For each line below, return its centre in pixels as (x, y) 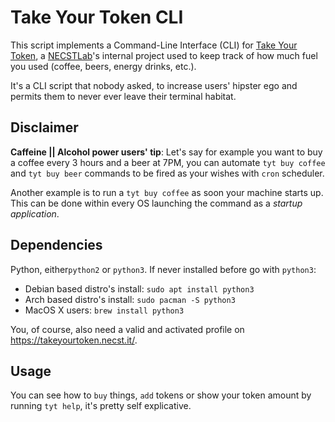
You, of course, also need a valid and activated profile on (127, 329)
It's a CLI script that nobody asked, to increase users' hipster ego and (154, 85)
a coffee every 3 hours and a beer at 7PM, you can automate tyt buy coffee (168, 162)
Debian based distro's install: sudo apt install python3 (139, 288)
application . (35, 213)
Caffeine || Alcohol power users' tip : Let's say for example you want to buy (166, 152)
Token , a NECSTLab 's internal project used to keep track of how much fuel (164, 55)
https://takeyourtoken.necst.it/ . (74, 340)
